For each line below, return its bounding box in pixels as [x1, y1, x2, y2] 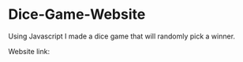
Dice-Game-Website [8, 5, 146, 24]
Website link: [8, 46, 50, 56]
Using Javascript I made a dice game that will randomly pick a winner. [8, 31, 235, 41]
